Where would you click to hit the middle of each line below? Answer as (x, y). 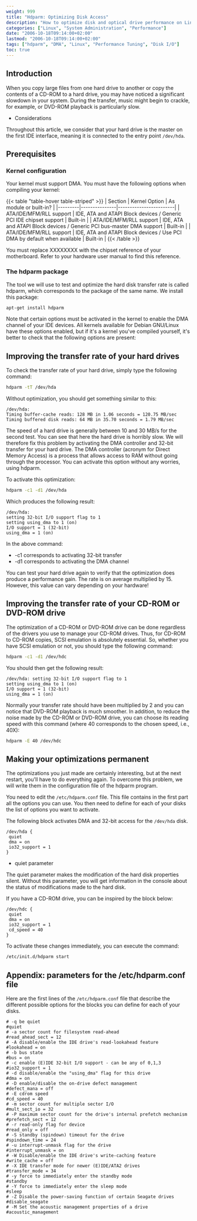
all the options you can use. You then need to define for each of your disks (96, 803)
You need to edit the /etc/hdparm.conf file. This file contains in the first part (97, 797)
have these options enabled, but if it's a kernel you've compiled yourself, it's (98, 331)
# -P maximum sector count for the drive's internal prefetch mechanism (97, 1115)
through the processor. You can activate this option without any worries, (93, 462)
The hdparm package (37, 272)
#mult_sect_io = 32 (30, 1109)
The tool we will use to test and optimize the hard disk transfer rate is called (97, 284)
